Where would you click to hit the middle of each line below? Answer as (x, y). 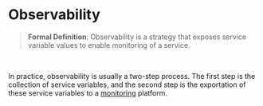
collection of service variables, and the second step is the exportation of (127, 84)
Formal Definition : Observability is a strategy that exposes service (137, 37)
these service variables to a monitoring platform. (88, 92)
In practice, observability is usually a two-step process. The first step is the (132, 76)
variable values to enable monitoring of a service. (109, 45)
